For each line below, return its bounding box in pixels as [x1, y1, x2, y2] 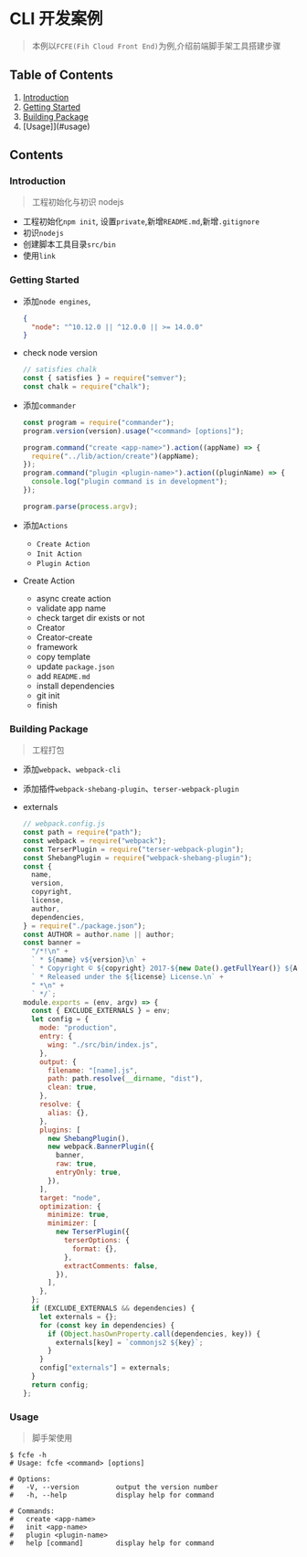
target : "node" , [39, 1193, 101, 1202]
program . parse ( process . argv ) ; [22, 502, 139, 511]
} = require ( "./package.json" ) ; [22, 921, 146, 931]
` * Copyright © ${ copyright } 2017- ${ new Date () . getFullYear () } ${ [31, 964, 294, 974]
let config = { [31, 1015, 90, 1024]
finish [36, 699, 58, 710]
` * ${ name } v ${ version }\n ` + [31, 955, 146, 965]
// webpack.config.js [22, 819, 105, 828]
